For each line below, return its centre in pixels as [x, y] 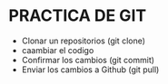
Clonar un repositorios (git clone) [84, 41]
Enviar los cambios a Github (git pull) [90, 70]
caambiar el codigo [58, 50]
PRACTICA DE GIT [78, 16]
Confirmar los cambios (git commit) [88, 60]
